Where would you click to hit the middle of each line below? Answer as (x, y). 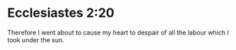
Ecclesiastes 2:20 (61, 13)
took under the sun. (36, 39)
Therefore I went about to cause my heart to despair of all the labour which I (118, 32)
